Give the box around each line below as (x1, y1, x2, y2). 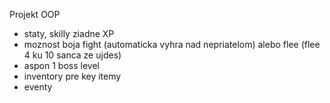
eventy (23, 81, 53, 93)
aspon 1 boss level (23, 60, 100, 71)
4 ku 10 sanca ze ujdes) (23, 49, 122, 61)
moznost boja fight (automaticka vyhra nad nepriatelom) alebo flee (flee (23, 39, 321, 50)
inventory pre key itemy (23, 70, 122, 82)
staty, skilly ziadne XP (23, 28, 115, 39)
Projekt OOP (9, 9, 61, 20)
